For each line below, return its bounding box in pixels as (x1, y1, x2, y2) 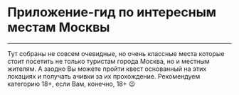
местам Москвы (7, 19, 110, 35)
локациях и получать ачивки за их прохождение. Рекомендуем (7, 72, 201, 80)
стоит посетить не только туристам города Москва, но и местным (7, 57, 210, 65)
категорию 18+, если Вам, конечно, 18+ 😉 (7, 79, 136, 88)
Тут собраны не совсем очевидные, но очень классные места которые (7, 49, 225, 57)
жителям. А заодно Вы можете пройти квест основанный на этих (7, 65, 207, 73)
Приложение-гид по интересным (7, 4, 217, 21)
